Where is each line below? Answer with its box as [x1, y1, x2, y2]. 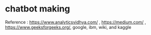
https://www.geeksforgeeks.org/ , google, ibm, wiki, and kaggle [5, 24, 132, 30]
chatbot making [5, 3, 70, 14]
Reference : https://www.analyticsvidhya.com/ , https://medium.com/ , [5, 19, 146, 25]
